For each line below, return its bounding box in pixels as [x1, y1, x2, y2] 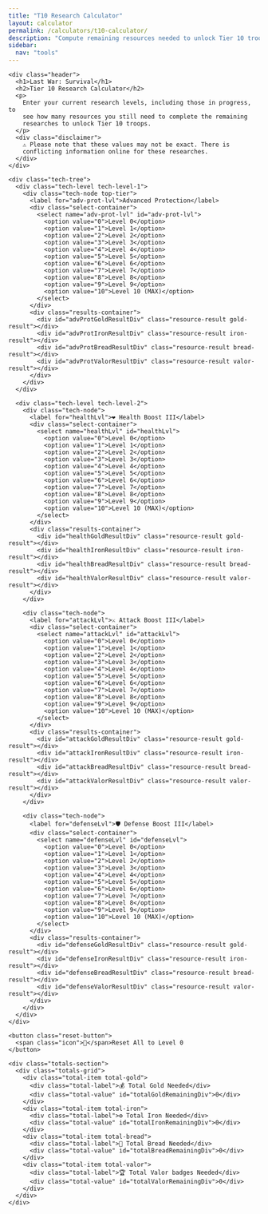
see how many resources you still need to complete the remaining [22, 113, 248, 121]
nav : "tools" [15, 49, 59, 57]
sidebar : [8, 42, 37, 50]
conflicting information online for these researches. [22, 148, 209, 156]
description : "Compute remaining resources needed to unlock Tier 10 [8, 34, 245, 42]
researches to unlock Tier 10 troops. [22, 120, 152, 128]
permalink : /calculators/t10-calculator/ [8, 26, 148, 34]
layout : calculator [8, 19, 73, 27]
